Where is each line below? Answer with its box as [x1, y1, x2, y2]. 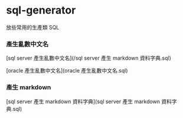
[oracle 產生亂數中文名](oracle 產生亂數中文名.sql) [6, 67, 128, 74]
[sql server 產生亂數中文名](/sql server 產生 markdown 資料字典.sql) [6, 54, 171, 62]
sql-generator [6, 4, 76, 17]
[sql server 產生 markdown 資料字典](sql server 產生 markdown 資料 [6, 98, 172, 105]
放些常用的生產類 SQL [6, 24, 60, 31]
